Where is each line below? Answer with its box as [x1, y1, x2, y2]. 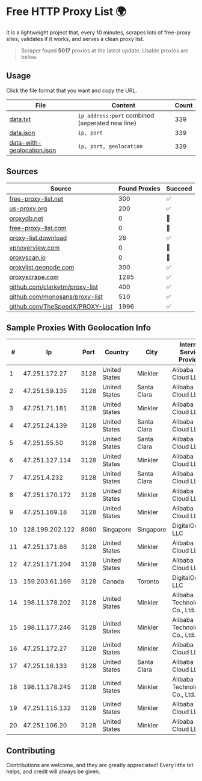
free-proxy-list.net [9, 194, 64, 202]
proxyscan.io [9, 253, 46, 262]
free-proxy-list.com [9, 224, 67, 232]
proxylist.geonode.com [9, 263, 75, 271]
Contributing [6, 745, 55, 756]
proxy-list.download [9, 233, 67, 242]
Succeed [166, 184, 192, 193]
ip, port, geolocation [78, 143, 143, 149]
